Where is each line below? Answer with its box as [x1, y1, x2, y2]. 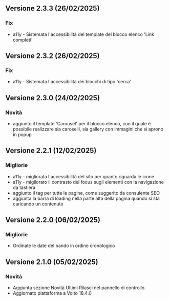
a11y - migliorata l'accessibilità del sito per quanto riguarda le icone [12, 173, 155, 179]
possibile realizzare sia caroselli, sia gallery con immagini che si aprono [12, 126, 164, 133]
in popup [12, 131, 32, 138]
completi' [12, 36, 33, 43]
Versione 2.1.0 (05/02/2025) [5, 257, 98, 266]
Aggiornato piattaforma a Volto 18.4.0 [12, 290, 92, 296]
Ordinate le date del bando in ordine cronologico [12, 242, 115, 249]
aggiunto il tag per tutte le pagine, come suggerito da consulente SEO [12, 190, 160, 196]
